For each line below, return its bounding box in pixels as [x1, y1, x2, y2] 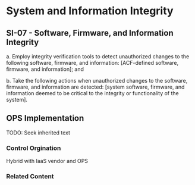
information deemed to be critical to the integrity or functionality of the [6, 90, 180, 96]
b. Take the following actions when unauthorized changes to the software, [6, 77, 188, 84]
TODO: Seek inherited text [6, 129, 70, 136]
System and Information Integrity [6, 4, 174, 18]
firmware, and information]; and [6, 65, 84, 73]
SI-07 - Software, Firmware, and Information [6, 28, 174, 38]
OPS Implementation [6, 113, 84, 123]
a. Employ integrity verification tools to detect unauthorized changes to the [6, 53, 190, 60]
